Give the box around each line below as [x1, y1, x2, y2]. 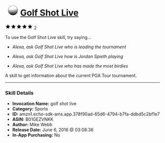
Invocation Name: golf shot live [12, 101, 77, 107]
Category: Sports [12, 106, 48, 112]
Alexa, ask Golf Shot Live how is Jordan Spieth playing [12, 53, 124, 59]
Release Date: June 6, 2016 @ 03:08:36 [12, 127, 94, 133]
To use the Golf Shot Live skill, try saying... [5, 34, 91, 40]
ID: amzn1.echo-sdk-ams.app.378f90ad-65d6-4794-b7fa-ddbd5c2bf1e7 [12, 111, 160, 117]
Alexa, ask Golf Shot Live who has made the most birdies [12, 63, 129, 69]
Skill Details [5, 89, 34, 96]
